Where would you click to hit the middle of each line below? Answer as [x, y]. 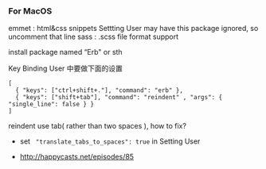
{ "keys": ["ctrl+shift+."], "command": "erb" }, [99, 90]
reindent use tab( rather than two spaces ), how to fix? [98, 126]
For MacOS [30, 11]
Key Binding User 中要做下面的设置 [66, 68]
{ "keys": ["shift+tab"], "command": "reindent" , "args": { [119, 98]
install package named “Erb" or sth [65, 52]
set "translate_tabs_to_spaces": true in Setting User [110, 141]
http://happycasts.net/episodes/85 [76, 157]
